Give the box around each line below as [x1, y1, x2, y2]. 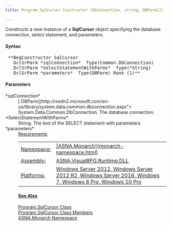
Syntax [5, 43, 21, 49]
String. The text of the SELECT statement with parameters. [18, 120, 142, 126]
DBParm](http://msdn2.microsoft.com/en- [21, 98, 110, 105]
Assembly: [20, 157, 46, 165]
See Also [18, 193, 37, 199]
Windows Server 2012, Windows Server [56, 166, 153, 173]
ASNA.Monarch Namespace [18, 215, 78, 221]
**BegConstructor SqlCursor [8, 54, 78, 60]
